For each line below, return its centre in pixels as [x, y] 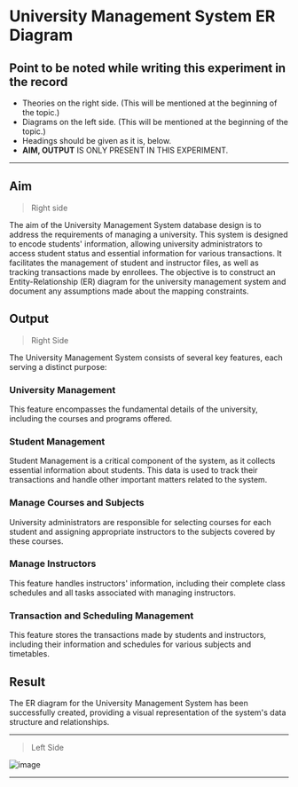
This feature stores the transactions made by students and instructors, [138, 635]
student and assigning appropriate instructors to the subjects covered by [142, 531]
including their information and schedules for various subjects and [130, 644]
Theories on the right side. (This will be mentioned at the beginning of [149, 103]
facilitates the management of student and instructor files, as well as [134, 263]
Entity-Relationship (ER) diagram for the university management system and [148, 281]
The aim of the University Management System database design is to [135, 224]
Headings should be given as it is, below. [96, 141]
